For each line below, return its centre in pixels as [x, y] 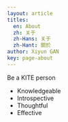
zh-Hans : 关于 [32, 39]
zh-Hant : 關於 [32, 45]
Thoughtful [32, 105]
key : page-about [30, 58]
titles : [18, 20]
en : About [27, 26]
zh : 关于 [24, 33]
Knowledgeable [39, 90]
